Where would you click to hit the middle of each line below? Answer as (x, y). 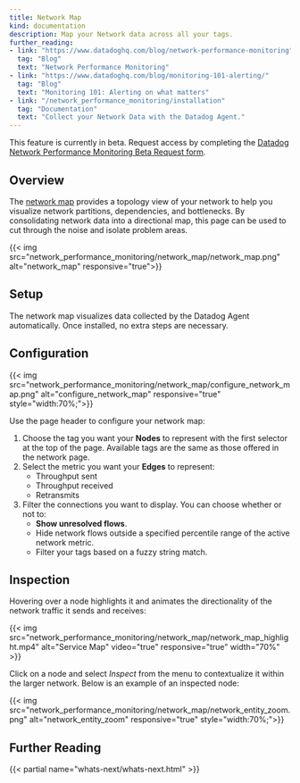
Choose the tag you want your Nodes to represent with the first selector (155, 437)
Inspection (40, 580)
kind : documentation (48, 26)
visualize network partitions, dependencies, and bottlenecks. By (127, 211)
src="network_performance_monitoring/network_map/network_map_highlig (149, 637)
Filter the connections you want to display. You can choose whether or (152, 504)
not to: (34, 513)
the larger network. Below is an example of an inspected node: (124, 683)
